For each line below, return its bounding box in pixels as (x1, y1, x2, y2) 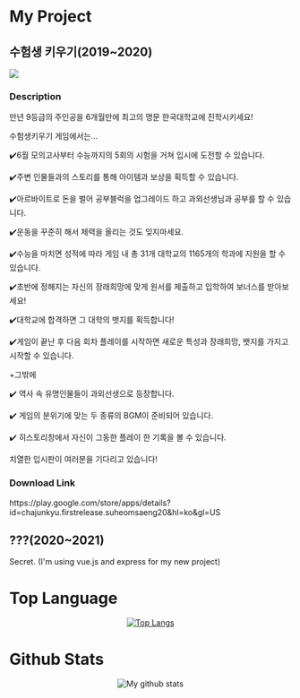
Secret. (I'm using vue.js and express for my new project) (9, 556, 221, 567)
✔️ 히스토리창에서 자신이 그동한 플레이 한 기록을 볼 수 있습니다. (9, 432, 227, 443)
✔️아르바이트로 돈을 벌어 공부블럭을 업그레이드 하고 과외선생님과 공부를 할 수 (9, 194, 275, 204)
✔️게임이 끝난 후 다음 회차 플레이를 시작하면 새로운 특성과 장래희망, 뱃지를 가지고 (9, 336, 289, 347)
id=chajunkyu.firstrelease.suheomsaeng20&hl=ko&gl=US (9, 506, 221, 517)
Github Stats (9, 649, 105, 669)
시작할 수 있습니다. (9, 350, 74, 361)
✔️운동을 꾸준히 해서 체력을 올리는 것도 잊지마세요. (9, 227, 184, 237)
